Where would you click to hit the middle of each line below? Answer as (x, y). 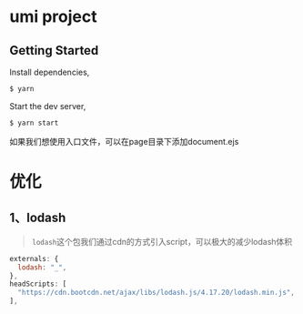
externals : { (34, 258)
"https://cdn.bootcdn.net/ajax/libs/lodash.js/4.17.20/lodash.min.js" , (157, 293)
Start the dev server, (48, 106)
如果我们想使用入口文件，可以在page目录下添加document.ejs (124, 141)
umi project (53, 17)
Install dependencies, (50, 72)
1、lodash (38, 218)
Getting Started (54, 51)
